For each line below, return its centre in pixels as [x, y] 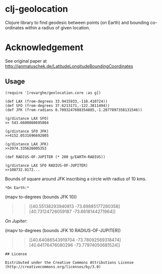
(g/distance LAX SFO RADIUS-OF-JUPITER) [47, 165]
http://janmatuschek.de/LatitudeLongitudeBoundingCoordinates [69, 66]
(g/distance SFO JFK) [27, 131]
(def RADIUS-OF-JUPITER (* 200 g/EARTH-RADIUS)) [55, 157]
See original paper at [26, 61]
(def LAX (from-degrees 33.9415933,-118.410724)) [56, 101]
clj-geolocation [36, 9]
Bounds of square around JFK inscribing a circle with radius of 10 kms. [76, 179]
